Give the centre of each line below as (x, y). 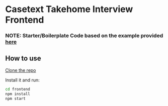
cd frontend (18, 89)
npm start (16, 98)
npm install (18, 94)
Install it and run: (23, 80)
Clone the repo (21, 70)
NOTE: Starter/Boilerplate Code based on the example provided (84, 36)
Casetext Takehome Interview (69, 9)
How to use (23, 58)
